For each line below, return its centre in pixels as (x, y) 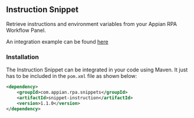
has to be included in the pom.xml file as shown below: (72, 76)
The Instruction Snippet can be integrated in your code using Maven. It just (97, 70)
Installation (23, 57)
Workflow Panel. (26, 30)
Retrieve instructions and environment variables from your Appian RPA (92, 24)
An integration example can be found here (57, 41)
